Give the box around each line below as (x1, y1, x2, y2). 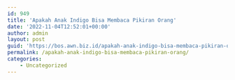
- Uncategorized (20, 62, 68, 69)
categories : (7, 56, 42, 63)
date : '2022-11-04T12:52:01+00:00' (7, 23, 111, 30)
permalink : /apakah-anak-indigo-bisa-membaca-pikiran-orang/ (7, 49, 190, 56)
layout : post (7, 36, 45, 43)
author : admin (7, 29, 49, 37)
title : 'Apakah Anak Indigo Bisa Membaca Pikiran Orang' (7, 17, 177, 24)
